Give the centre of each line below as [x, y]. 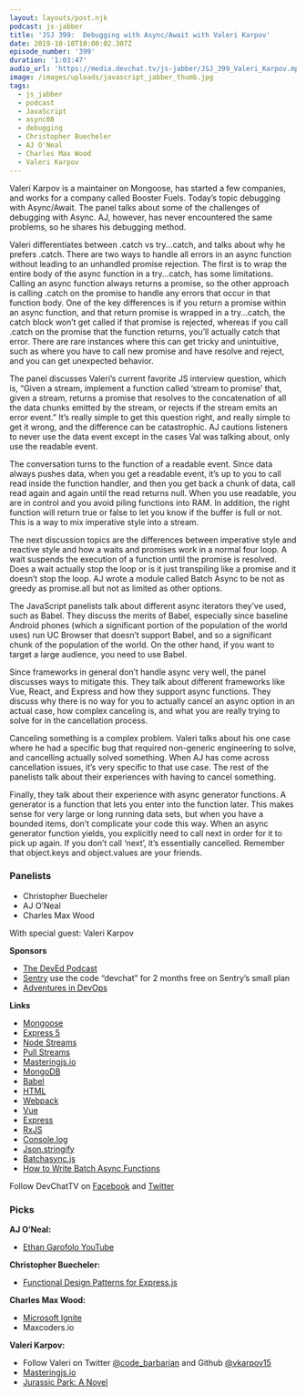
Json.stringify [48, 1149]
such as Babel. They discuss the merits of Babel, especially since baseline [149, 615]
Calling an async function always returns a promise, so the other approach [149, 283]
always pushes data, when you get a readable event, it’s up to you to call [146, 473]
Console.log [45, 1139]
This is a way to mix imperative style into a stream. [104, 522]
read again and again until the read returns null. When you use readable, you [153, 492]
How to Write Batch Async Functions [92, 1168]
